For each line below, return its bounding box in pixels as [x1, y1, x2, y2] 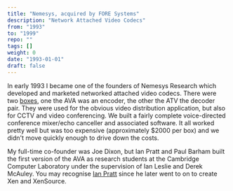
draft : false [7, 62, 46, 69]
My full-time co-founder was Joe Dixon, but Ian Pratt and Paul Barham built [7, 147, 225, 155]
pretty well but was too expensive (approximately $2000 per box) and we [7, 126, 220, 134]
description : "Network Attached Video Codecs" [7, 17, 146, 24]
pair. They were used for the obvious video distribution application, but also [7, 104, 226, 112]
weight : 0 [7, 50, 36, 57]
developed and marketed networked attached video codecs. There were [7, 89, 217, 97]
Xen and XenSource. [7, 176, 67, 185]
